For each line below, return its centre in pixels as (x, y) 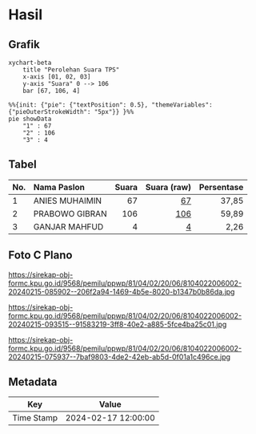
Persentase (221, 187)
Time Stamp (35, 418)
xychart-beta (30, 63)
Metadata (33, 382)
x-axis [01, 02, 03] (57, 77)
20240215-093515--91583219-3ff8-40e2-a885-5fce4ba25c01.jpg (118, 324)
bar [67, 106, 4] (52, 91)
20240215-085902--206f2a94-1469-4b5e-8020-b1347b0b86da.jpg (122, 291)
